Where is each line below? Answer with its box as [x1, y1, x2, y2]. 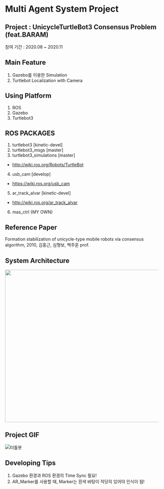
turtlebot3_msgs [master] [12, 147, 63, 153]
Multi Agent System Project [5, 3, 119, 15]
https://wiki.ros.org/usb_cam [12, 181, 70, 186]
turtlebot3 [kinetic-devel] [12, 142, 63, 148]
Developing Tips [5, 459, 56, 467]
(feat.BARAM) [5, 30, 49, 39]
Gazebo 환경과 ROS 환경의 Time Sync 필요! [12, 472, 97, 478]
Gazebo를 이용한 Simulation [12, 72, 67, 78]
